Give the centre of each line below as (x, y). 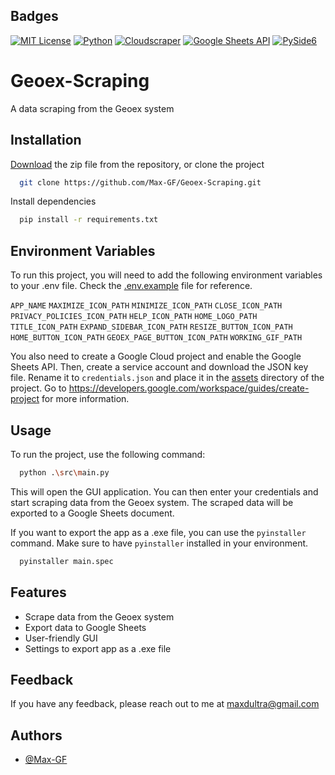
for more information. (85, 399)
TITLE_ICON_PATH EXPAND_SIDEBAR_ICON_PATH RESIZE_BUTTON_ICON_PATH (151, 327)
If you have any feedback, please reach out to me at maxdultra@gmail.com (165, 704)
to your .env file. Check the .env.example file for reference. (131, 286)
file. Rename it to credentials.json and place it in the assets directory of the (167, 378)
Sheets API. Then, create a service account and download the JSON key (159, 367)
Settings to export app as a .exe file (98, 648)
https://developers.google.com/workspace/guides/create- (189, 388)
